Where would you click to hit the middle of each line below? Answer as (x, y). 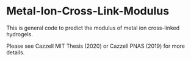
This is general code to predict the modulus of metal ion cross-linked (93, 28)
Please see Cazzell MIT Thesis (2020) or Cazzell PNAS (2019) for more (95, 46)
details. (16, 52)
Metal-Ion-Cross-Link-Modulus (88, 11)
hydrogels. (20, 34)
